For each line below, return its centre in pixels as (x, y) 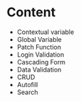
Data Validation (39, 69)
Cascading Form (41, 62)
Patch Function (39, 47)
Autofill (27, 84)
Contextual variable (45, 32)
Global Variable (39, 39)
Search (27, 92)
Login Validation (40, 55)
